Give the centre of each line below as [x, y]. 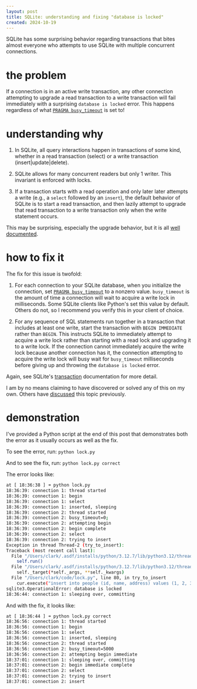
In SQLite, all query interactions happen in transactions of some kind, [98, 150]
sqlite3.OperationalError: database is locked [64, 589]
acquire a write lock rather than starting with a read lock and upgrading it [103, 340]
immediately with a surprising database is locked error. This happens [90, 104]
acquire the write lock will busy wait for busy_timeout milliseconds [94, 359]
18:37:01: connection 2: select [45, 671]
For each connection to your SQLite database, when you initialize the [98, 286]
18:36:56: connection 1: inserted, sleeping [61, 638]
